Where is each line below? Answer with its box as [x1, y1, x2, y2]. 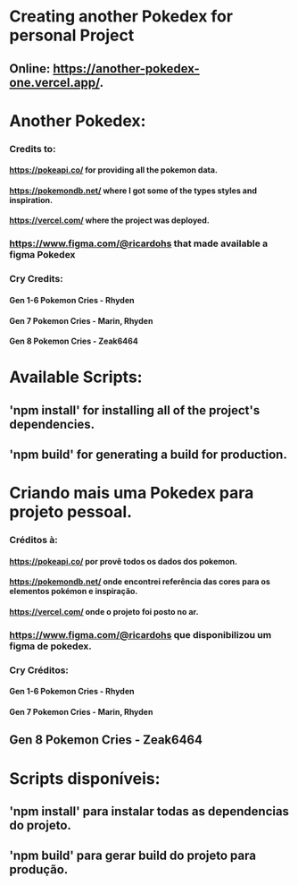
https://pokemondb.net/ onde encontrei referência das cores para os [9, 576, 270, 587]
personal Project [9, 25, 135, 46]
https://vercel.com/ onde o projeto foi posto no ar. [9, 606, 199, 617]
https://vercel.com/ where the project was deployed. [9, 215, 210, 226]
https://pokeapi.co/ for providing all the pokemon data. [9, 165, 219, 175]
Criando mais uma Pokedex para [9, 483, 254, 503]
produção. [9, 862, 69, 878]
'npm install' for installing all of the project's [9, 403, 261, 418]
